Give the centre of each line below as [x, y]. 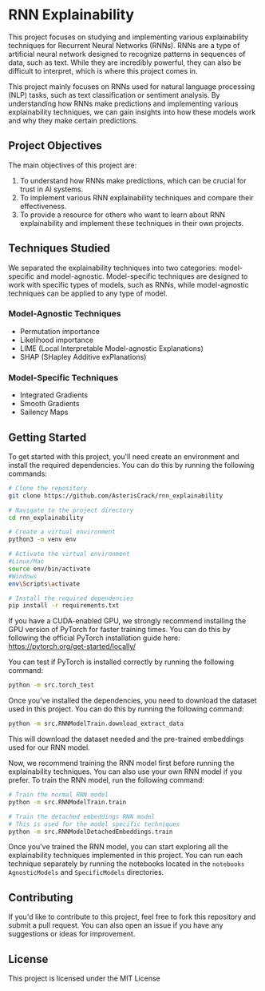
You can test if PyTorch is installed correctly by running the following [121, 662]
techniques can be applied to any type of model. [88, 293]
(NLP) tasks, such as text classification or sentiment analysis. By [114, 95]
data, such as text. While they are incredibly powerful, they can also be [125, 62]
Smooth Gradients [49, 404]
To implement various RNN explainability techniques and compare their [136, 197]
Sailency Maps [44, 412]
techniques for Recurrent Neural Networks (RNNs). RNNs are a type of [124, 45]
